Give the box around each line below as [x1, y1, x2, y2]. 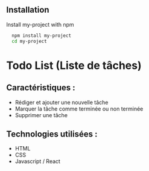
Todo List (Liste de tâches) [6, 59, 142, 72]
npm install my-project [11, 33, 71, 39]
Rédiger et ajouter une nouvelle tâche [14, 98, 109, 106]
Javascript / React [14, 158, 60, 165]
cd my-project [11, 38, 47, 44]
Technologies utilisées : [6, 129, 98, 139]
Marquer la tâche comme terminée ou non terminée [14, 105, 144, 112]
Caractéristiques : [6, 83, 75, 93]
